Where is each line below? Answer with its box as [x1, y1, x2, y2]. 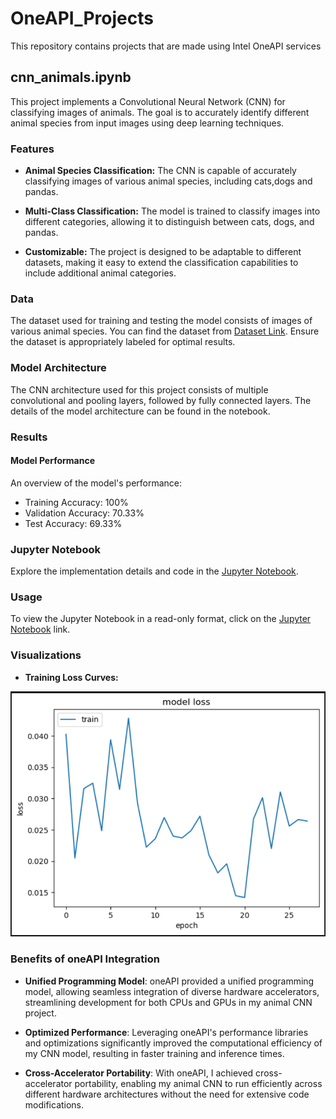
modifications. [24, 1098, 85, 1111]
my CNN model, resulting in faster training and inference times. [24, 1047, 285, 1059]
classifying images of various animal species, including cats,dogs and [24, 175, 313, 187]
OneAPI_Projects [10, 7, 154, 30]
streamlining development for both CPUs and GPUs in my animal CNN [24, 996, 313, 1008]
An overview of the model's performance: [10, 477, 183, 489]
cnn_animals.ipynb [10, 69, 132, 86]
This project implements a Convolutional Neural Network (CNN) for [10, 95, 286, 107]
